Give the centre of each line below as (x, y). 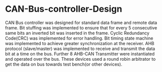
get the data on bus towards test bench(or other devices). (64, 64)
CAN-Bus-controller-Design (64, 9)
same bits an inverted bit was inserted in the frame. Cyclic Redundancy (77, 33)
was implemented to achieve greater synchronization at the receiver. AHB (80, 43)
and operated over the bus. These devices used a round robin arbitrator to (81, 59)
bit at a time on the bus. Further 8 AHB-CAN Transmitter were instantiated (80, 54)
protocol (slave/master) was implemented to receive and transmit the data (80, 48)
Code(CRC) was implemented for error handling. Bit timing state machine (79, 38)
